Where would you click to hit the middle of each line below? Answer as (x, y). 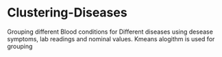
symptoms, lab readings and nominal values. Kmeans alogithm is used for (111, 38)
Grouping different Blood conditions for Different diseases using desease (110, 32)
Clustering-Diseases (67, 13)
